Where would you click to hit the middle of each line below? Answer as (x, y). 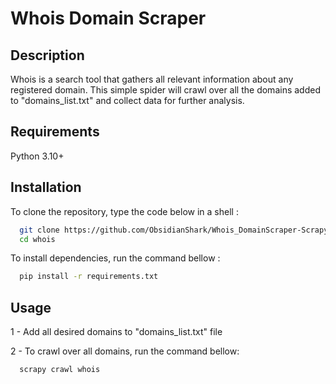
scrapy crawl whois (60, 370)
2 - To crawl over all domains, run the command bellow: (125, 351)
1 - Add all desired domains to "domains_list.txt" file (116, 332)
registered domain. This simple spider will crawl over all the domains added (165, 90)
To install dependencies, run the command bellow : (115, 258)
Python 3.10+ (37, 156)
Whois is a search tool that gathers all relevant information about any (152, 79)
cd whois (37, 239)
